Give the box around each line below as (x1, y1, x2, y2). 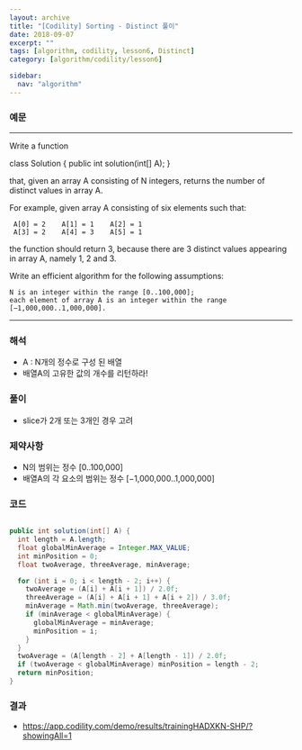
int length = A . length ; (17, 535, 106, 545)
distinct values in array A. (9, 185, 103, 196)
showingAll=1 (22, 730, 72, 741)
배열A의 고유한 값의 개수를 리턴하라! (22, 368, 148, 379)
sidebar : (9, 71, 42, 81)
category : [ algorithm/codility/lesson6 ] (9, 55, 164, 64)
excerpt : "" (9, 38, 54, 48)
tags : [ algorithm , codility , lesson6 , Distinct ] (9, 47, 195, 56)
